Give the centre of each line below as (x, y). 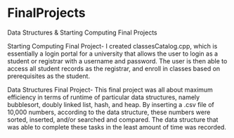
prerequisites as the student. (48, 76)
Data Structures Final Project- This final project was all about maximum (110, 89)
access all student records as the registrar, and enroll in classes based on (114, 68)
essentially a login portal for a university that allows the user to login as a (113, 54)
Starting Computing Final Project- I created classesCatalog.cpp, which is (112, 46)
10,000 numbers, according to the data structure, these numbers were (109, 112)
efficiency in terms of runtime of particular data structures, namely (104, 97)
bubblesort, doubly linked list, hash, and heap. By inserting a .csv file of (111, 104)
